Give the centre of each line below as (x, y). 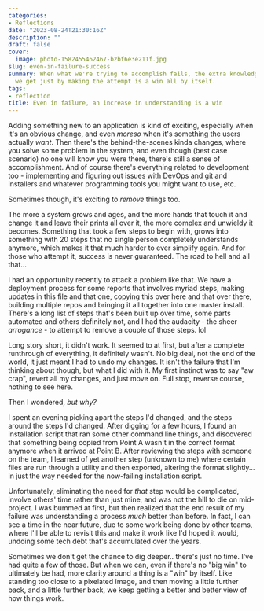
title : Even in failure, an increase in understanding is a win (115, 103)
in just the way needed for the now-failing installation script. (105, 476)
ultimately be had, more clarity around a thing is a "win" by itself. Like (120, 573)
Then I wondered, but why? (52, 403)
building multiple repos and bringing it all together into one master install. (126, 305)
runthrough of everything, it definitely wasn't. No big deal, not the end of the (132, 354)
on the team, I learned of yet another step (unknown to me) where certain (127, 459)
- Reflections (31, 23)
